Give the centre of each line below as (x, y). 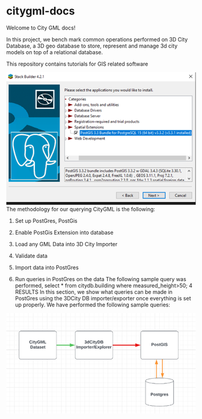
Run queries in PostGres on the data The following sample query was (100, 279)
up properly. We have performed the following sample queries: (92, 305)
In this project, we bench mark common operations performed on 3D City (97, 39)
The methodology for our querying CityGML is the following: (81, 209)
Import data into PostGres (47, 268)
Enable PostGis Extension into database (64, 232)
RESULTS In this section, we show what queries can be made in (94, 292)
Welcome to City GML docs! (41, 28)
